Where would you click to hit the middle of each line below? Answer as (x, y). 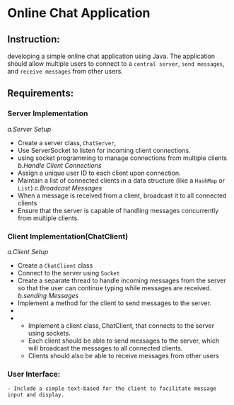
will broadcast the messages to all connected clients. (105, 348)
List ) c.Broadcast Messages (60, 188)
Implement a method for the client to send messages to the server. (115, 303)
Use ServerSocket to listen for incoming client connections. (104, 150)
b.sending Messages (48, 295)
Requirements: (41, 93)
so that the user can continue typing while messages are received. (115, 287)
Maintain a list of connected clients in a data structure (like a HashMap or (121, 180)
